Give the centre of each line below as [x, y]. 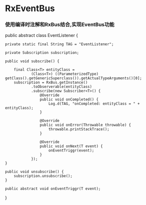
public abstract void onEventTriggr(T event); [53, 189]
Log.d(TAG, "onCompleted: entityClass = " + [94, 104]
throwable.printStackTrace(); [79, 129]
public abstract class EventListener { [42, 35]
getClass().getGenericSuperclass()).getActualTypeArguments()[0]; [73, 78]
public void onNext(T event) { [71, 146]
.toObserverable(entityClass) [61, 87]
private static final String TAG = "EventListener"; [59, 44]
